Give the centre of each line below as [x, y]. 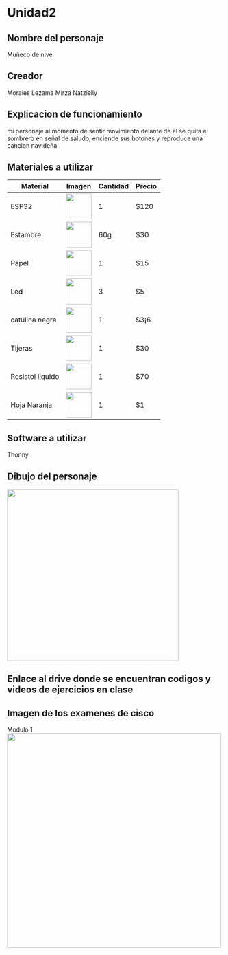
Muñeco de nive [30, 54]
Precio [147, 186]
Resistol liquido [35, 377]
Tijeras [22, 349]
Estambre [26, 235]
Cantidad [114, 186]
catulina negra [34, 320]
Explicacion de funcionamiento [75, 114]
